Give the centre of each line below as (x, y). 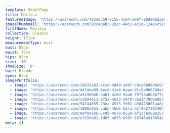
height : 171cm (20, 38)
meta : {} (14, 123)
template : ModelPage (27, 10)
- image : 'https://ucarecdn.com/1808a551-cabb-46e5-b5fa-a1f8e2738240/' (88, 109)
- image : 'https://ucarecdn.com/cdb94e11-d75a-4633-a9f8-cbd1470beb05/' (88, 99)
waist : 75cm (18, 52)
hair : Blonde (19, 71)
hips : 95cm (17, 57)
